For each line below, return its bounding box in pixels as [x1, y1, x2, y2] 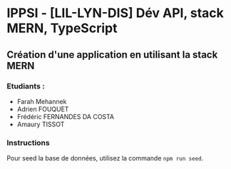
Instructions [6, 138, 51, 148]
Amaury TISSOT [16, 120, 65, 128]
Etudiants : [6, 81, 45, 91]
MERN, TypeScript [6, 20, 118, 36]
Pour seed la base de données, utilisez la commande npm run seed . [6, 154, 204, 163]
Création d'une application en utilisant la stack [6, 48, 218, 61]
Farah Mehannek [16, 97, 67, 106]
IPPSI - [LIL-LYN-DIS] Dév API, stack [6, 5, 224, 21]
